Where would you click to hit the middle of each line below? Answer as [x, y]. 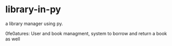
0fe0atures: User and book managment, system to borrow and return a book [86, 33]
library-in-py [33, 9]
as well [13, 39]
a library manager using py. [34, 24]
